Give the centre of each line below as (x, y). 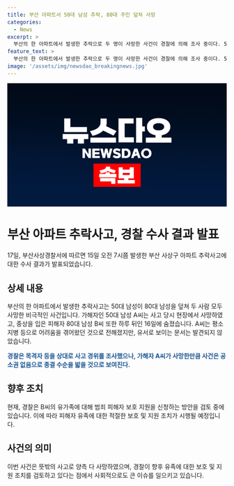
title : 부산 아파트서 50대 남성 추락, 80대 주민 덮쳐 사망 (81, 15)
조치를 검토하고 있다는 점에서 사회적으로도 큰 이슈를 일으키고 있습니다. (109, 475)
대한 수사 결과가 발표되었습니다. (50, 264)
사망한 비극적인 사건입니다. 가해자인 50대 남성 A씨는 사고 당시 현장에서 (103, 315)
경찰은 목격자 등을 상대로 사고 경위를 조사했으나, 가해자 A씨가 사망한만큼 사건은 (113, 356)
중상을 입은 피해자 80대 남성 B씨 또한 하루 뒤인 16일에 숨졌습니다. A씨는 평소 (120, 324)
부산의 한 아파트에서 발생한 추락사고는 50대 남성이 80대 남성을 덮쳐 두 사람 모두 (115, 306)
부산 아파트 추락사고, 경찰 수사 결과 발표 (113, 235)
